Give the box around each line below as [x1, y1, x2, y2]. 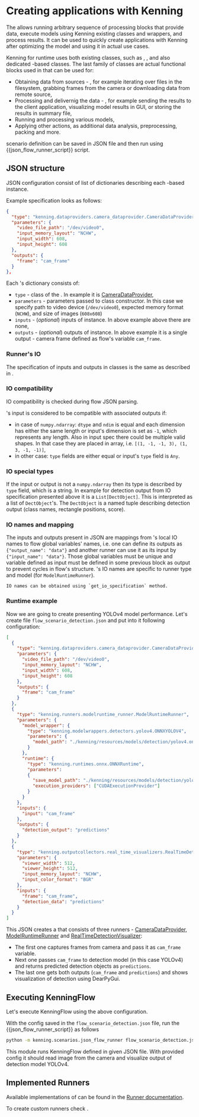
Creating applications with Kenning [6, 4, 184, 18]
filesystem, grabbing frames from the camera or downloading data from [14, 84, 191, 91]
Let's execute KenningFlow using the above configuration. [6, 1008, 148, 1015]
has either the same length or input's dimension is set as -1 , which [14, 427, 177, 434]
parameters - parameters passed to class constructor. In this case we [14, 297, 184, 304]
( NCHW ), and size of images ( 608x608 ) [14, 310, 102, 317]
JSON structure [6, 163, 65, 174]
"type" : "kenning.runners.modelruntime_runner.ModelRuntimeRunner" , [17, 711, 190, 717]
